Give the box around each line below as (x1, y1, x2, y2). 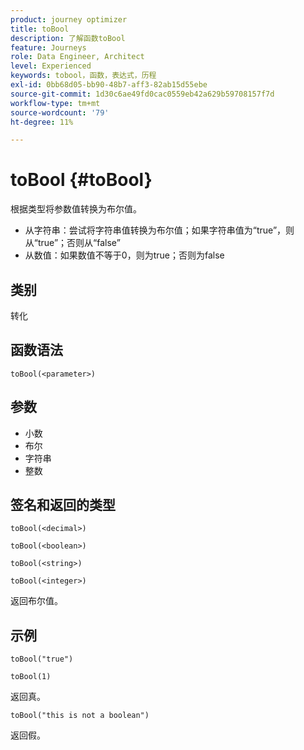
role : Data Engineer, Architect (10, 52, 145, 62)
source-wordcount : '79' (10, 107, 110, 118)
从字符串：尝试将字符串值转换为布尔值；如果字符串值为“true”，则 (24, 224, 295, 236)
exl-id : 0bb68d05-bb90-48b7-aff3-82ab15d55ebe (10, 80, 208, 90)
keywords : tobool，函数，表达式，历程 (10, 71, 157, 81)
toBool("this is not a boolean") (10, 711, 150, 721)
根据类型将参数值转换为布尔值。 (10, 203, 142, 215)
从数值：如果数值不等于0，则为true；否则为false (24, 249, 225, 261)
